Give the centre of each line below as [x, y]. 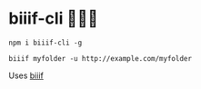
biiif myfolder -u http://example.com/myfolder [100, 58]
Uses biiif [26, 75]
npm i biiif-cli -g [45, 43]
